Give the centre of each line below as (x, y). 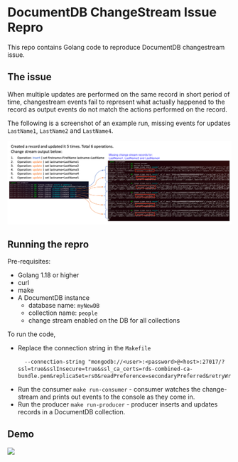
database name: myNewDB (64, 306)
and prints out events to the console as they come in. (118, 397)
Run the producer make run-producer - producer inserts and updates (118, 404)
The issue (29, 77)
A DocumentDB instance (54, 298)
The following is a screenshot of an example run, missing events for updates (119, 123)
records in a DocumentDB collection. (71, 412)
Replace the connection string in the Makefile (84, 348)
